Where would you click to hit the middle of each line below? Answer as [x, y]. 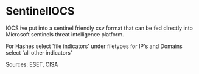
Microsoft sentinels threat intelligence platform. [65, 34]
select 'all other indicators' [39, 52]
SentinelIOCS [40, 11]
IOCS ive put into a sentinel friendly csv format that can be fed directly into [99, 28]
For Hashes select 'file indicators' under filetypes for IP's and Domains [94, 46]
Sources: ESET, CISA [32, 64]
